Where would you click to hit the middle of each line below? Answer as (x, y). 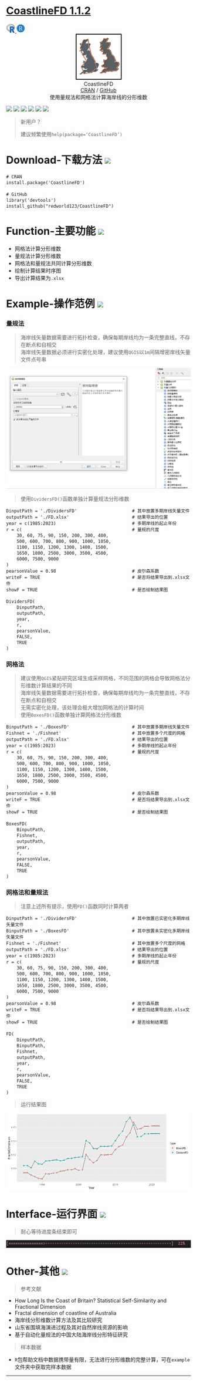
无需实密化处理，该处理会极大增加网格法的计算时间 (82, 707)
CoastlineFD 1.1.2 (48, 11)
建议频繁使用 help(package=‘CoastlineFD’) (72, 134)
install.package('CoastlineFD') (45, 183)
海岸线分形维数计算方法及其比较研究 (58, 1320)
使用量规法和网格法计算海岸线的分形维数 (98, 97)
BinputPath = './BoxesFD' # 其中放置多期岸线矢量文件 (98, 727)
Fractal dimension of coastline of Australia (65, 1313)
